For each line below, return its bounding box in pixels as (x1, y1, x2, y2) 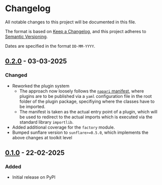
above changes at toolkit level (12, 134, 72, 140)
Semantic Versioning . (5, 34, 48, 39)
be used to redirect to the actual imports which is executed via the (19, 114, 153, 120)
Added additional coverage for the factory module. (12, 124, 115, 130)
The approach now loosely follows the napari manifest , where (19, 88, 144, 94)
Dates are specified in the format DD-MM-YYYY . (5, 43, 96, 49)
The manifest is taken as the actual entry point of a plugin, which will (19, 109, 158, 114)
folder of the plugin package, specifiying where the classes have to (19, 98, 155, 104)
